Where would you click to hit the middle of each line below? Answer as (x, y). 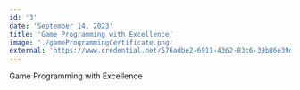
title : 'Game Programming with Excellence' (92, 34)
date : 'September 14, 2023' (62, 26)
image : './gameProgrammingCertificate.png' (92, 42)
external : (28, 51)
